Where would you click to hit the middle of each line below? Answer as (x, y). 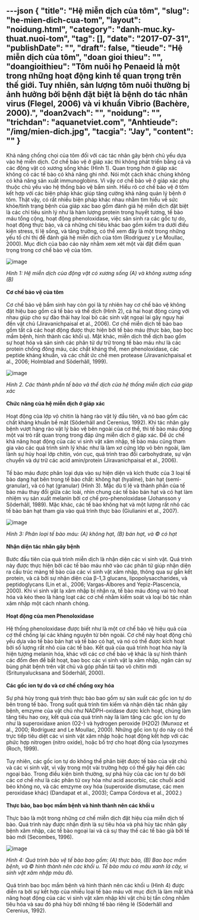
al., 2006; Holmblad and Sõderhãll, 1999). (57, 361)
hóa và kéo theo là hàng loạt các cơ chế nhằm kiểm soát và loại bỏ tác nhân (99, 597)
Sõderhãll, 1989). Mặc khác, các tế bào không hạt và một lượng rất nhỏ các (98, 504)
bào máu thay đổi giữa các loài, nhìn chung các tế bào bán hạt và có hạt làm (99, 491)
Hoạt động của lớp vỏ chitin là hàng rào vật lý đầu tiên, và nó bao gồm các (97, 416)
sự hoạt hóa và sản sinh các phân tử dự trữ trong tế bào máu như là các (94, 342)
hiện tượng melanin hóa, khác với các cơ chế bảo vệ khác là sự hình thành (97, 654)
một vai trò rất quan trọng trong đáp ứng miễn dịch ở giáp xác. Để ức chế (96, 435)
